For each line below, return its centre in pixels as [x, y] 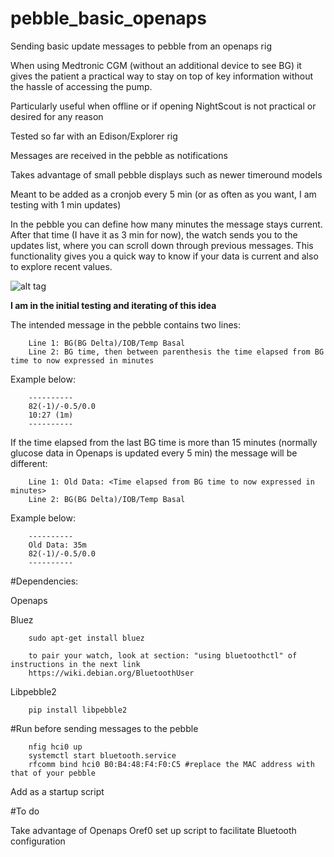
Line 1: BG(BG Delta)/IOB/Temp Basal [107, 343]
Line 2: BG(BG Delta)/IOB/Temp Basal [107, 499]
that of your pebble [53, 773]
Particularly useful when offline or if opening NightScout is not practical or [163, 106]
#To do [25, 811]
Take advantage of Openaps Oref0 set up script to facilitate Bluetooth [153, 830]
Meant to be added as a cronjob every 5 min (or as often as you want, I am [163, 194]
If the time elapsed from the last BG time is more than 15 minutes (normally [164, 442]
